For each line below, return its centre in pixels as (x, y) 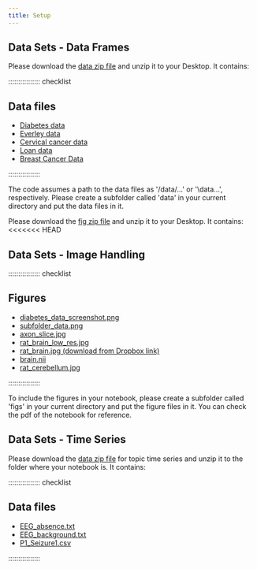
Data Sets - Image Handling (77, 254)
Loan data (36, 151)
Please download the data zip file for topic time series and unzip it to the (126, 459)
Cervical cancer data (54, 142)
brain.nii (33, 359)
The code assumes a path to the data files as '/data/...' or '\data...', (115, 189)
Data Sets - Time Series (67, 439)
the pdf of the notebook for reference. (70, 415)
